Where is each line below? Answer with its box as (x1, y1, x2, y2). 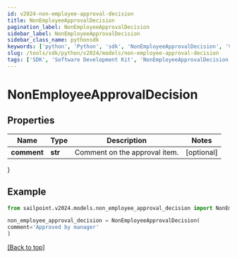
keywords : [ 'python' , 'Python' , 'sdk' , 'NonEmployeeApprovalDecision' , (7, 43, 222, 50)
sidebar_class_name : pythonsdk (7, 37, 99, 44)
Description (107, 135, 147, 145)
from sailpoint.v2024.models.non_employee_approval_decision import (7, 204, 213, 211)
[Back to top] (7, 243, 45, 252)
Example (7, 186, 47, 198)
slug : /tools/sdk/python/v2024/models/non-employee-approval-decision (7, 50, 219, 57)
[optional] (186, 147, 219, 157)
